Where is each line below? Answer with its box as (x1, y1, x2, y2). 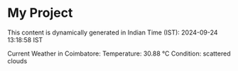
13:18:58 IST (7, 35, 43, 44)
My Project (7, 5, 73, 21)
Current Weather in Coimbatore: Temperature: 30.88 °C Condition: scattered (7, 49, 231, 58)
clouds (7, 56, 28, 65)
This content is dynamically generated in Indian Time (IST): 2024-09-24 (7, 28, 218, 37)
